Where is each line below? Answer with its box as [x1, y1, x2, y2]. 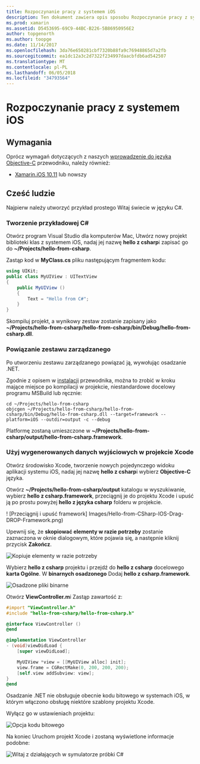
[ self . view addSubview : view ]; [17, 670, 95, 676]
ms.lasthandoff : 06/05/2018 [6, 70, 76, 76]
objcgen [6, 406, 26, 412]
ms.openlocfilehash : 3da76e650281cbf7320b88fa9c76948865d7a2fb [6, 48, 167, 54]
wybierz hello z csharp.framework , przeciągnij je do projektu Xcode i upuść [6, 492, 194, 499]
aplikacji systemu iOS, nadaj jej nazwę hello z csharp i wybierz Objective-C [6, 468, 191, 475]
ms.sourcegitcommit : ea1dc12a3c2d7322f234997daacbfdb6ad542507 [6, 53, 167, 59]
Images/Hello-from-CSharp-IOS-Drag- [88, 510, 184, 517]
